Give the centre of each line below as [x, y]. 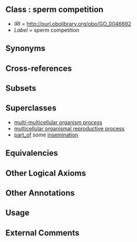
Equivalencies [32, 153]
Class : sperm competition [54, 10]
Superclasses [31, 108]
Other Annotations [40, 193]
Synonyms [25, 48]
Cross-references [39, 68]
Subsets [21, 88]
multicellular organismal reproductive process [69, 128]
